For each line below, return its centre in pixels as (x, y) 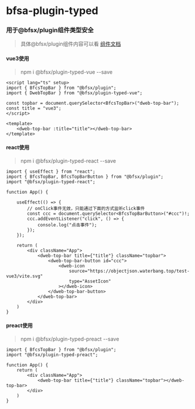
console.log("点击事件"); (67, 225)
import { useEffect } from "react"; (51, 171)
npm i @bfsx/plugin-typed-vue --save (66, 72)
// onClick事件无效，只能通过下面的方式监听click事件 (86, 208)
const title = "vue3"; (34, 108)
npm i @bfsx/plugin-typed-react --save (68, 161)
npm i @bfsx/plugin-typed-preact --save (70, 339)
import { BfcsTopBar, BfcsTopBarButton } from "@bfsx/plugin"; (85, 177)
